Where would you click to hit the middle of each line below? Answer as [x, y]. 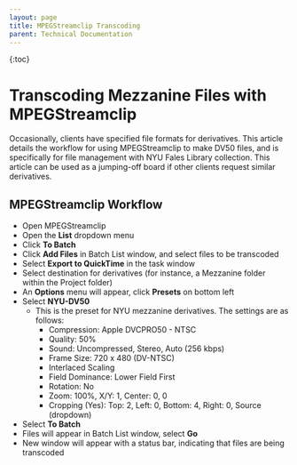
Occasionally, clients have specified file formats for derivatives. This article [146, 139]
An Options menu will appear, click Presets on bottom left [128, 292]
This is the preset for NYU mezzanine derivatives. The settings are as [162, 311]
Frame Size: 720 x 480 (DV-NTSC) [112, 358]
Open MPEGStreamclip [64, 226]
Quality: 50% [72, 340]
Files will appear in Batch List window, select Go [109, 434]
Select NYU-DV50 [56, 301]
